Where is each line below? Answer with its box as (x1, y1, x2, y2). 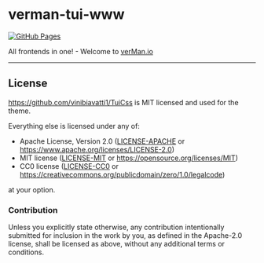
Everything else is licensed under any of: (8, 121, 140, 130)
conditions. (8, 247, 45, 257)
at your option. (8, 184, 56, 194)
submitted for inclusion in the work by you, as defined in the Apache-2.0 (8, 231, 242, 240)
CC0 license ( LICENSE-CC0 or (19, 161, 119, 170)
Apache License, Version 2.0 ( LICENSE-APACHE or (19, 136, 185, 146)
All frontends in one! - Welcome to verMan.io (8, 46, 153, 56)
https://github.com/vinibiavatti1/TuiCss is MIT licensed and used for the (8, 97, 239, 107)
